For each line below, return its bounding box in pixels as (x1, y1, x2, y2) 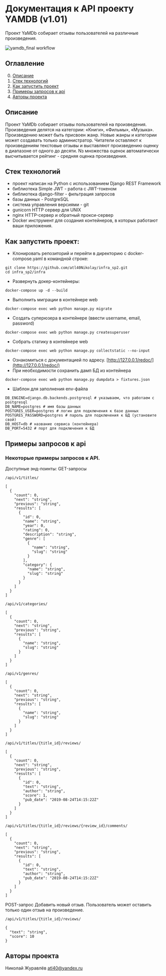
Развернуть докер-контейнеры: (12, 278, 80, 284)
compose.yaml (12, 256, 43, 262)
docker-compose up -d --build (5, 288, 68, 293)
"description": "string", (23, 532, 77, 537)
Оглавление (5, 59, 45, 68)
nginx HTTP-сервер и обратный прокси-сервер (12, 212, 113, 218)
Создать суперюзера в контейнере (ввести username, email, (12, 315, 141, 321)
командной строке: (47, 256, 88, 262)
